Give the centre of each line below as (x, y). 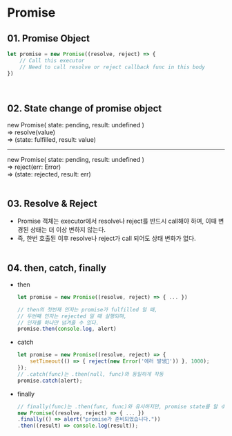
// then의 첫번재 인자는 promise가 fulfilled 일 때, (87, 309)
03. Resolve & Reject (52, 203)
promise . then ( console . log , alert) (67, 329)
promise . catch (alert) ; (50, 381)
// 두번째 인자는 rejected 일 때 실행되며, (72, 316)
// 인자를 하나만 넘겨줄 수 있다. (58, 323)
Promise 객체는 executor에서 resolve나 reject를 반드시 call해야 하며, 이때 (117, 221)
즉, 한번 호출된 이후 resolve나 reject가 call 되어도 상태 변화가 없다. (107, 238)
